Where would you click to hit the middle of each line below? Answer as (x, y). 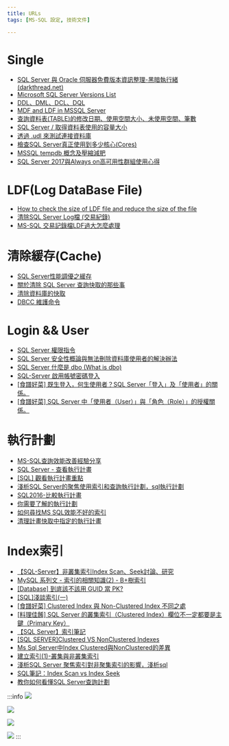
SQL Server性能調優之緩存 (54, 276)
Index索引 (35, 551)
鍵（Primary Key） (43, 623)
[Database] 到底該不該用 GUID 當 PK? (70, 589)
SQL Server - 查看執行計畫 (55, 470)
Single (26, 60)
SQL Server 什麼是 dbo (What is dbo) (69, 368)
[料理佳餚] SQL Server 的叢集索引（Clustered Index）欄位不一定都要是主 (119, 615)
